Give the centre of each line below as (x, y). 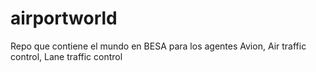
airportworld (64, 18)
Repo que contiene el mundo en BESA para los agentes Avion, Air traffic (158, 46)
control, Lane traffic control (66, 56)
